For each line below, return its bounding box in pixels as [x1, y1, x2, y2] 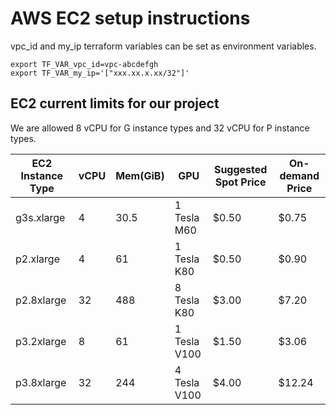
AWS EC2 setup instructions [10, 7, 251, 30]
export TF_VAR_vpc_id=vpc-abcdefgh [10, 59, 159, 69]
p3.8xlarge [15, 375, 67, 389]
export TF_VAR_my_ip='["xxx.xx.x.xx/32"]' [10, 68, 190, 78]
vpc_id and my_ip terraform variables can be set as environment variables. [10, 40, 317, 52]
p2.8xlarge [15, 293, 67, 307]
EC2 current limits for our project [10, 95, 220, 112]
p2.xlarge [15, 252, 60, 266]
